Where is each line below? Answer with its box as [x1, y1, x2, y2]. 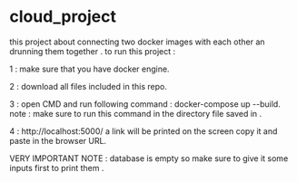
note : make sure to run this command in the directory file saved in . [9, 108, 262, 119]
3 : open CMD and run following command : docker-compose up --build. [9, 98, 282, 110]
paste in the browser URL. [9, 135, 107, 146]
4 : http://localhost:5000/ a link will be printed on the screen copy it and [9, 125, 278, 137]
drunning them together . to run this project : [9, 45, 176, 56]
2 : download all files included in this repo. [9, 81, 168, 91]
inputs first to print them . [9, 162, 104, 173]
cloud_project [9, 6, 116, 27]
